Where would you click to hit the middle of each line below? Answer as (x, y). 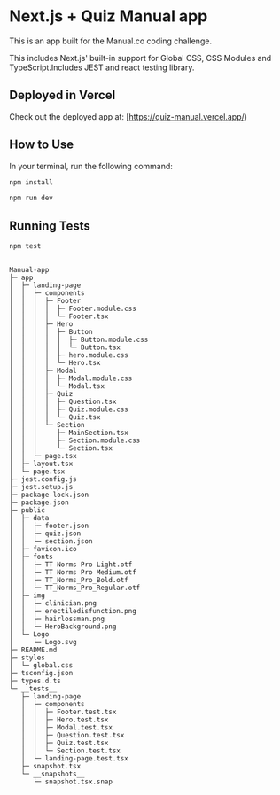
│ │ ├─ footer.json (49, 526)
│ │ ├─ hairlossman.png (57, 619)
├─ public (27, 511)
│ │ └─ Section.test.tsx (71, 751)
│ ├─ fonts (31, 557)
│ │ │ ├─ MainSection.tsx (69, 433)
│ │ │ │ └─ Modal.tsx (57, 386)
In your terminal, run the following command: (91, 166)
